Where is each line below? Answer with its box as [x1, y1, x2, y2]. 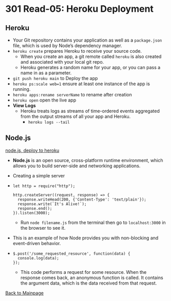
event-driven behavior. [12, 240, 61, 246]
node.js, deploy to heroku [5, 147, 60, 153]
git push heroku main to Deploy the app [12, 75, 98, 81]
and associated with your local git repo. [20, 59, 104, 65]
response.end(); [17, 206, 52, 211]
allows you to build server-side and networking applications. [12, 163, 141, 169]
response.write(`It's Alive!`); [17, 201, 87, 207]
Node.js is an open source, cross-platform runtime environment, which [12, 157, 163, 163]
